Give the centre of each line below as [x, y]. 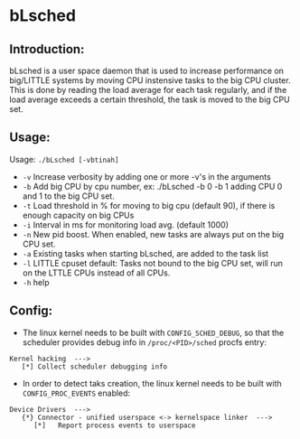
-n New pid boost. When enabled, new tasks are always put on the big [153, 234]
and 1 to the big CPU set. [68, 196]
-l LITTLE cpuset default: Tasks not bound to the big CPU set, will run [152, 263]
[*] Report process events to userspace [114, 425]
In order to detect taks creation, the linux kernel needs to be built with [152, 383]
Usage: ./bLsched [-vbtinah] [64, 159]
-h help [36, 282]
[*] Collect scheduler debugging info [94, 367]
